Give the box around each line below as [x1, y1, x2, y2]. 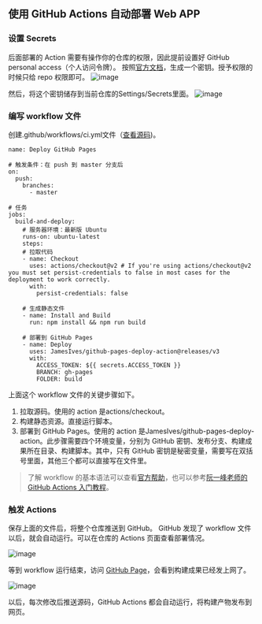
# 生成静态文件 [22, 304, 65, 313]
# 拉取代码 [22, 247, 54, 256]
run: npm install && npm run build [28, 318, 146, 326]
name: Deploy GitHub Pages [8, 145, 97, 154]
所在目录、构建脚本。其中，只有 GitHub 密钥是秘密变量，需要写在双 [26, 446, 246, 455]
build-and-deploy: [15, 217, 76, 225]
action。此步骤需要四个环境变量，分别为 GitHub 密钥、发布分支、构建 [19, 436, 245, 445]
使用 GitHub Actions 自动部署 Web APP [8, 7, 201, 21]
